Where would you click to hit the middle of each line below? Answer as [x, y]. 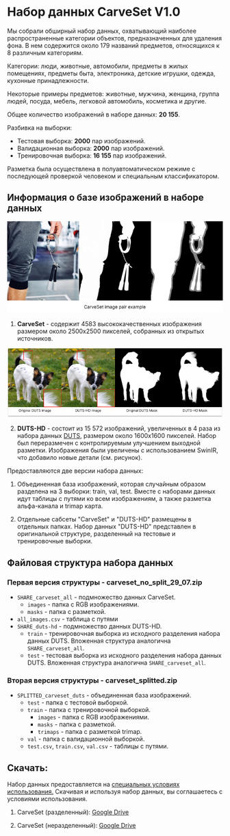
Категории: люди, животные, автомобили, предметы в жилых [98, 66]
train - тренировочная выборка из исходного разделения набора [124, 634]
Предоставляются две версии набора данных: [75, 471]
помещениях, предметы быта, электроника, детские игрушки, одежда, [111, 73]
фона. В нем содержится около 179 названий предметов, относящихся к [114, 45]
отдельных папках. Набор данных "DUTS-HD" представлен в [106, 527]
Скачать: [28, 768]
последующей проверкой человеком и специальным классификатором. [113, 176]
